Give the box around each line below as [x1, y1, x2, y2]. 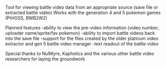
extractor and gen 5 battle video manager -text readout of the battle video [5, 41, 159, 47]
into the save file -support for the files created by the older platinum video [5, 35, 158, 41]
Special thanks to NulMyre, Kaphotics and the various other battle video [5, 50, 154, 56]
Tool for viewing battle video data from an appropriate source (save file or [5, 5, 158, 10]
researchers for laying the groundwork [5, 56, 86, 62]
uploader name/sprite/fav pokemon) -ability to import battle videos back [5, 30, 155, 36]
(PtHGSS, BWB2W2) [5, 15, 48, 21]
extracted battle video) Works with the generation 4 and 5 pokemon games [5, 10, 161, 16]
